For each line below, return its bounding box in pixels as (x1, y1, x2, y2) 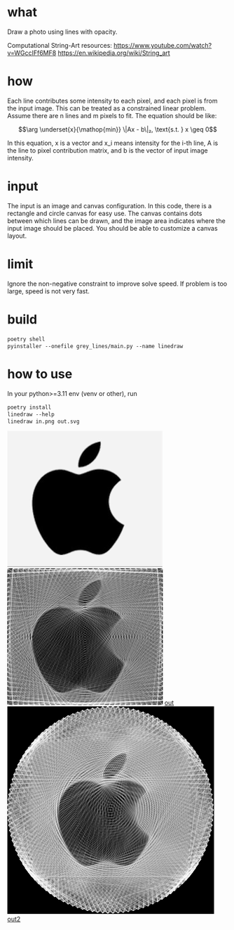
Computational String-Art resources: (7, 41, 112, 49)
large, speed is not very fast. (7, 286, 90, 295)
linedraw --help (7, 411, 55, 418)
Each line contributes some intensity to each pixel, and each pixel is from (7, 96, 218, 105)
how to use (7, 366, 73, 382)
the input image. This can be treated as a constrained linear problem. (7, 103, 207, 113)
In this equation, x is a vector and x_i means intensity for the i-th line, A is (7, 139, 219, 147)
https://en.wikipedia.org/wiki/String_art (57, 49, 170, 57)
